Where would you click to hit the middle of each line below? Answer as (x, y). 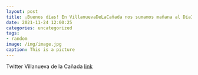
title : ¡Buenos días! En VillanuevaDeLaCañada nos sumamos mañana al (93, 17)
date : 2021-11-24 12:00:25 (39, 22)
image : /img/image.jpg (34, 45)
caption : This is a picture (41, 50)
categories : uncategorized (39, 28)
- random (17, 39)
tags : (13, 33)
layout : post (22, 11)
